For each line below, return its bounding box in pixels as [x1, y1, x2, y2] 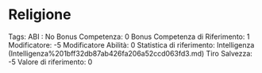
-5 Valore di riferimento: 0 [8, 57, 93, 67]
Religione [8, 6, 71, 24]
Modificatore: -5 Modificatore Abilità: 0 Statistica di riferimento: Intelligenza [8, 40, 255, 49]
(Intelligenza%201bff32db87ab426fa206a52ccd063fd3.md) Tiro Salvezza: [8, 48, 252, 58]
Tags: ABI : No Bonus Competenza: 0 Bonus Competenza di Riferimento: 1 [8, 32, 250, 41]
